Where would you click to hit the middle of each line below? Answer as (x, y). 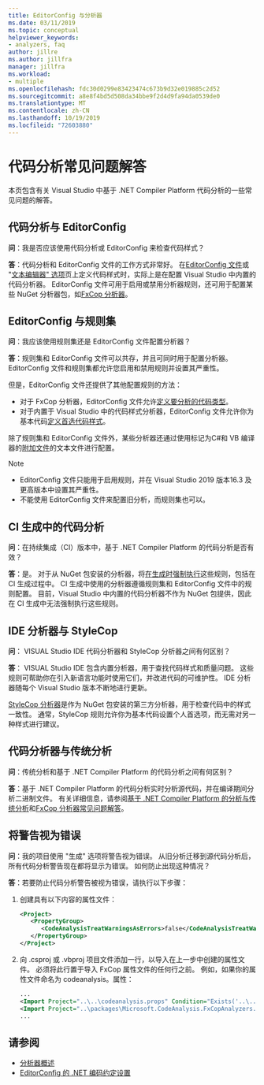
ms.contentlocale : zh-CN (49, 111)
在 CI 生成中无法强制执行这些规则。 (65, 604)
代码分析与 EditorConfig (67, 227)
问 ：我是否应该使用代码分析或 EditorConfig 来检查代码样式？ (106, 247)
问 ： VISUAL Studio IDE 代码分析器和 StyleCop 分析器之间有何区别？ (119, 651)
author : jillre (33, 52)
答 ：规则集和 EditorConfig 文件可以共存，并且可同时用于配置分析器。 (120, 359)
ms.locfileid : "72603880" (50, 125)
